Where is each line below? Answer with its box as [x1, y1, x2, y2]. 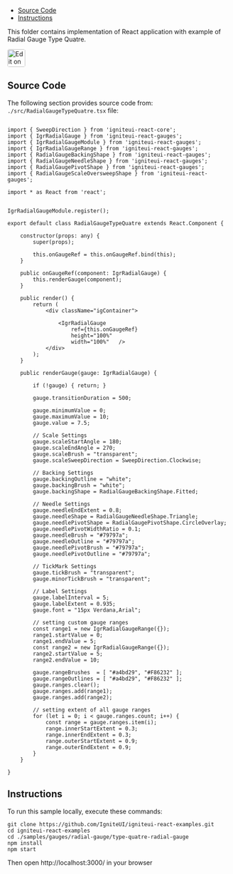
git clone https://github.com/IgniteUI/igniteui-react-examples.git [7, 821, 215, 828]
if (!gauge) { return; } [33, 381, 107, 389]
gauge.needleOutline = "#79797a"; [33, 538, 135, 545]
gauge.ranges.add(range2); [33, 694, 113, 701]
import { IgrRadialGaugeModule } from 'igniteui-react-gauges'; [7, 138, 202, 145]
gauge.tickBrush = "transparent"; [33, 569, 135, 576]
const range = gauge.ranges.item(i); [45, 719, 158, 726]
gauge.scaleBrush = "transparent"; [33, 451, 139, 458]
